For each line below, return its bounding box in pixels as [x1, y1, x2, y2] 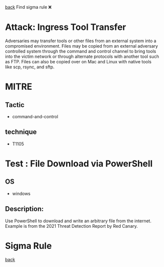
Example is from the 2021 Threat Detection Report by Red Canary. [5, 223, 138, 229]
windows [12, 190, 31, 196]
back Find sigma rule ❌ [5, 4, 52, 10]
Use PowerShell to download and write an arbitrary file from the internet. [5, 218, 152, 224]
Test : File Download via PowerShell [5, 158, 153, 169]
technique [5, 128, 37, 136]
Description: [5, 205, 44, 213]
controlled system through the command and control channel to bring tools [5, 48, 157, 54]
